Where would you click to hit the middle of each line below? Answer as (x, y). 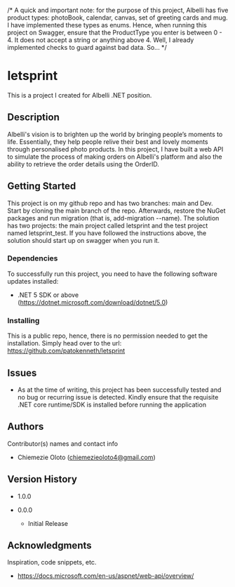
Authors (26, 427)
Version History (42, 479)
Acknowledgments (50, 545)
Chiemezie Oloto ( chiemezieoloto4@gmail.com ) (86, 457)
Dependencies (33, 258)
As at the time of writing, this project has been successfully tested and (119, 390)
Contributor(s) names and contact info (62, 443)
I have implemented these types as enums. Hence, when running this (107, 25)
